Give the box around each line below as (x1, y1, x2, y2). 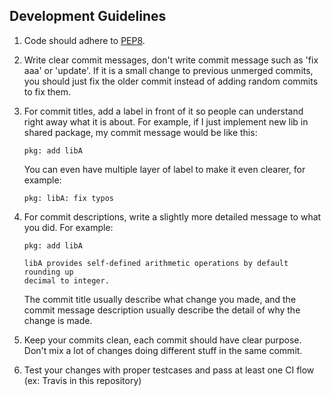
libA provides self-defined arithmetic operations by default (23, 258, 289, 268)
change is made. (23, 314, 93, 326)
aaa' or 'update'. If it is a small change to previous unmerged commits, (23, 64, 314, 76)
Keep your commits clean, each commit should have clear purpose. (23, 334, 302, 346)
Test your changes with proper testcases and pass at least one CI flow (23, 364, 315, 376)
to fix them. (23, 85, 72, 98)
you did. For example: (23, 221, 114, 233)
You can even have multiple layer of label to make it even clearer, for (23, 163, 306, 175)
